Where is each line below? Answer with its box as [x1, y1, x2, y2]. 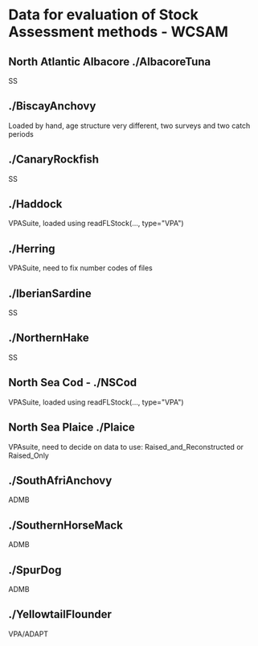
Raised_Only [8, 451, 50, 460]
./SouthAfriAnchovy [8, 473, 113, 488]
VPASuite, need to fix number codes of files [8, 263, 153, 273]
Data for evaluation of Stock [8, 6, 199, 24]
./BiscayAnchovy [8, 99, 96, 113]
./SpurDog [8, 563, 62, 577]
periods [8, 129, 34, 138]
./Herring [8, 241, 55, 255]
